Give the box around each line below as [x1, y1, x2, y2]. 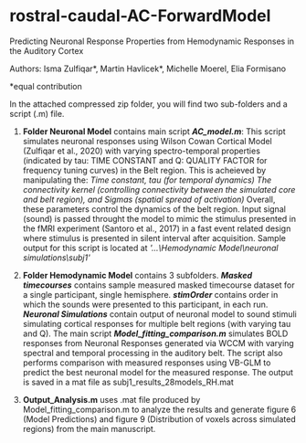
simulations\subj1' [22, 252, 91, 263]
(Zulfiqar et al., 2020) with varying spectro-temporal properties [22, 145, 260, 156]
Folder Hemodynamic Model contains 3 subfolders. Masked [22, 269, 253, 280]
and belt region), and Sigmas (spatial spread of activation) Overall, [22, 194, 276, 205]
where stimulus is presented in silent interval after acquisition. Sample [22, 232, 286, 243]
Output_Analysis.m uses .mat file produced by [22, 394, 201, 405]
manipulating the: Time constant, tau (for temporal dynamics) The [22, 174, 272, 185]
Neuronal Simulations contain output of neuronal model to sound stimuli [22, 308, 297, 320]
